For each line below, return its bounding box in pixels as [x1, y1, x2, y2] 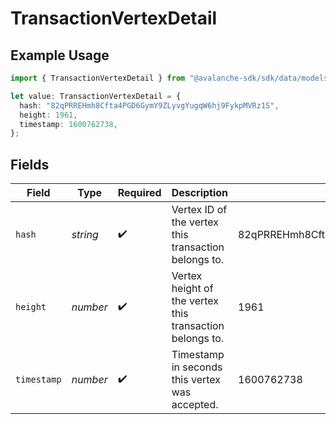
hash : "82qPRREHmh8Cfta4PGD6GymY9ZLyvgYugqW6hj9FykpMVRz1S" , [19, 100, 280, 111]
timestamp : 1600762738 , [19, 119, 118, 129]
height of [171, 282, 214, 296]
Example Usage [10, 47, 110, 64]
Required [117, 186, 162, 200]
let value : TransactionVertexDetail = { [10, 91, 182, 101]
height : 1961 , [19, 110, 78, 120]
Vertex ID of [171, 203, 228, 217]
